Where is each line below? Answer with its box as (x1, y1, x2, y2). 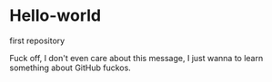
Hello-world (9, 5, 102, 26)
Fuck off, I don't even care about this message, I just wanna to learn (9, 52, 264, 63)
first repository (9, 35, 65, 46)
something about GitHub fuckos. (9, 62, 132, 73)
